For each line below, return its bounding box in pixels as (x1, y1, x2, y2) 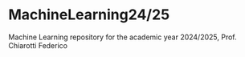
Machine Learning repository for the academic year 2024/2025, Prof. (8, 32, 237, 42)
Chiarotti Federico (8, 40, 68, 50)
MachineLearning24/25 (8, 6, 170, 24)
